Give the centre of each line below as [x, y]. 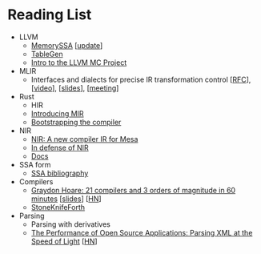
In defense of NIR [60, 147]
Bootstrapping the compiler [76, 122]
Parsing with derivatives [71, 224]
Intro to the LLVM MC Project [79, 62]
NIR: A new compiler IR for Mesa [84, 139]
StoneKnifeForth [58, 207]
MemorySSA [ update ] [67, 45]
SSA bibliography [60, 173]
